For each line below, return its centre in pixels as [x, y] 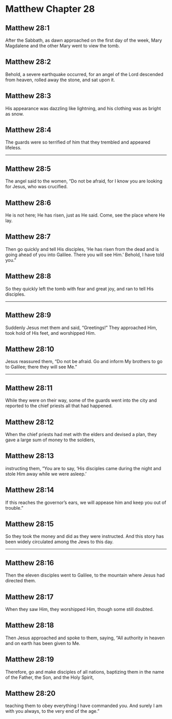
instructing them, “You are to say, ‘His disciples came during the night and [83, 468]
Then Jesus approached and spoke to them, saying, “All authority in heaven [85, 638]
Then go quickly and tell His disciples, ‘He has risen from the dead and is [82, 249]
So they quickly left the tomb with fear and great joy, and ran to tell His [80, 289]
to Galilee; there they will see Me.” [41, 367]
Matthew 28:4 [28, 130]
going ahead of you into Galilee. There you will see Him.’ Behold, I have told [85, 255]
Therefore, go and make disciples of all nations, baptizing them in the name [85, 672]
